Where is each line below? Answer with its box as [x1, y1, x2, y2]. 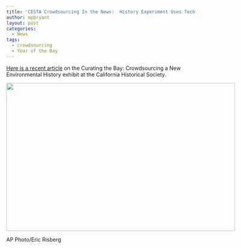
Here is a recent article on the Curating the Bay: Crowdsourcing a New [6, 64, 181, 72]
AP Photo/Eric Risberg [6, 236, 61, 243]
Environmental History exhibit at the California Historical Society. [6, 70, 167, 78]
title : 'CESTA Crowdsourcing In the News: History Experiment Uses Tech [6, 8, 196, 15]
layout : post [6, 20, 39, 26]
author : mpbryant [6, 14, 50, 20]
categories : [6, 25, 36, 32]
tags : [6, 37, 20, 43]
